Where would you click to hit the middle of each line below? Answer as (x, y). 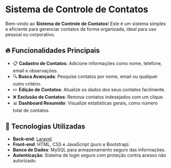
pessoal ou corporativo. (30, 34)
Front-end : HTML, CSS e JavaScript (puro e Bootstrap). (71, 144)
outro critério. (27, 83)
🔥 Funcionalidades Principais (53, 50)
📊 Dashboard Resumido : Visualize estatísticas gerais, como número (85, 103)
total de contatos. (31, 110)
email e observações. (35, 71)
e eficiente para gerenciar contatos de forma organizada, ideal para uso (81, 29)
